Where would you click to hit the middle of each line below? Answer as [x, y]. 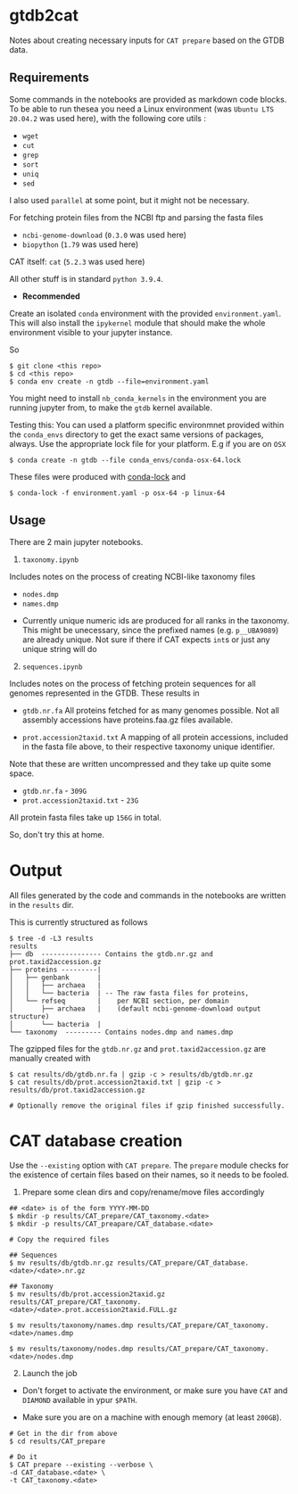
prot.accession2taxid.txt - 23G [80, 800]
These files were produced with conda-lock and [97, 476]
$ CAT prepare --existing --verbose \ [81, 1465]
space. [22, 773]
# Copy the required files [59, 1240]
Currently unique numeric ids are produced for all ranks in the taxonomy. [156, 620]
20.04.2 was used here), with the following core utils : [108, 118]
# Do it [24, 1457]
